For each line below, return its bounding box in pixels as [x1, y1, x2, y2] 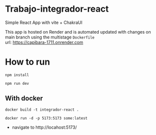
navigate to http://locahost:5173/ [12, 124, 77, 130]
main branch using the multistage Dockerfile [5, 34, 95, 40]
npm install [5, 72, 29, 77]
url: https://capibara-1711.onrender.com [5, 39, 83, 45]
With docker [5, 94, 43, 103]
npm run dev [5, 81, 29, 86]
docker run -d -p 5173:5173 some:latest [5, 116, 88, 120]
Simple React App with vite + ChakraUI [5, 19, 82, 25]
